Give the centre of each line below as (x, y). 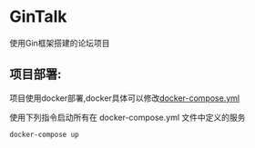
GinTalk (38, 17)
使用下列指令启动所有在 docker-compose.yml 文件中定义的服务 (127, 117)
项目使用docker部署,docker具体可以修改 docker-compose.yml (124, 98)
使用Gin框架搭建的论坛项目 (60, 43)
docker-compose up (44, 134)
